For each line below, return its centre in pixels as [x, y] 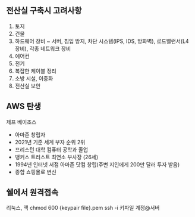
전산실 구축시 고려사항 [44, 11]
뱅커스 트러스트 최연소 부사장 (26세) [56, 157]
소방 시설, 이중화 [34, 78]
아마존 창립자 [30, 134]
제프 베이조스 [21, 122]
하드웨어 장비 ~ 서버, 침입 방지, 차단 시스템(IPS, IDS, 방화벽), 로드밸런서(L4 [102, 41]
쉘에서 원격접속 [32, 193]
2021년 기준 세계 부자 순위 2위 [50, 142]
